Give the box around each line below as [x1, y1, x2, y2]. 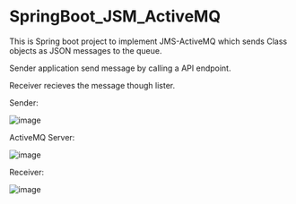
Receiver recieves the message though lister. [9, 80, 176, 90]
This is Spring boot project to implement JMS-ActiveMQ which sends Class [9, 36, 288, 47]
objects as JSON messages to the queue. [9, 45, 163, 55]
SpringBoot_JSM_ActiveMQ [9, 6, 222, 27]
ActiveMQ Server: [9, 132, 75, 142]
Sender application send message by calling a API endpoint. [9, 63, 231, 73]
